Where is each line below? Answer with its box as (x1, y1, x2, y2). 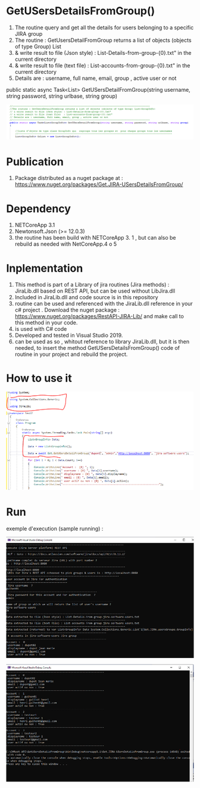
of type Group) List (14, 43, 61, 50)
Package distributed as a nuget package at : (14, 175, 123, 182)
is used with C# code (14, 325, 67, 333)
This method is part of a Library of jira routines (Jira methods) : (14, 281, 170, 288)
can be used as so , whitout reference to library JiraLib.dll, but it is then (14, 338, 189, 345)
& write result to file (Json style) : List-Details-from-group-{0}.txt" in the (14, 49, 192, 56)
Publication (6, 155, 64, 168)
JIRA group (14, 30, 43, 37)
